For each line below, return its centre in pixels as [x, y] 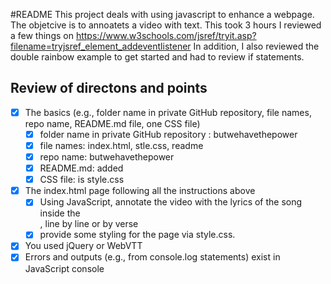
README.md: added [81, 168]
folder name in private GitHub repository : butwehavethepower [168, 134]
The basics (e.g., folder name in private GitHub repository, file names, [168, 112]
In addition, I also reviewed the [256, 46]
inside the [60, 213]
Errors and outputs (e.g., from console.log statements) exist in [152, 257]
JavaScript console [64, 268]
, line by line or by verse [89, 224]
